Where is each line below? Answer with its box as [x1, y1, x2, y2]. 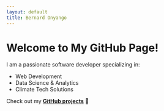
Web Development [15, 73, 62, 80]
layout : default [6, 9, 48, 15]
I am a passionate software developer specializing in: [6, 61, 140, 68]
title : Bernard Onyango [6, 15, 67, 21]
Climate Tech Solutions [15, 86, 73, 93]
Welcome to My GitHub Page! [6, 41, 159, 55]
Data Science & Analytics [15, 79, 79, 87]
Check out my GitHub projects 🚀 [6, 98, 89, 105]
